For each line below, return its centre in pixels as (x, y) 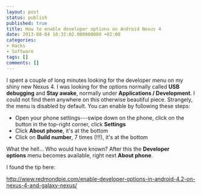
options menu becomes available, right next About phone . (80, 155)
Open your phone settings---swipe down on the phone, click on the (99, 118)
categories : (21, 40)
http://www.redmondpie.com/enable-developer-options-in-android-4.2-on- (101, 179)
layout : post (23, 12)
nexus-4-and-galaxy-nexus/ (42, 185)
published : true (27, 23)
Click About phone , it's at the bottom (62, 131)
